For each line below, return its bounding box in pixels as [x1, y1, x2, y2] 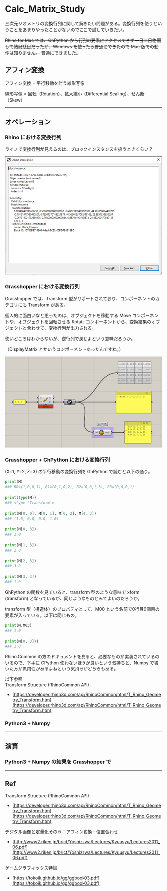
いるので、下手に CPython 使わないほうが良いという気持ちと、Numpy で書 [5, 660, 159, 666]
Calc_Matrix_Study [5, 3, 85, 15]
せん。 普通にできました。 [26, 50, 81, 56]
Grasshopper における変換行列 [5, 283, 80, 290]
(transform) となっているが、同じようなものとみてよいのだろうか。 [5, 595, 142, 601]
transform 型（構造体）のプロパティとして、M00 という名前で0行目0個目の [5, 606, 160, 612]
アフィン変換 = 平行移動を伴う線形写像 [5, 80, 84, 86]
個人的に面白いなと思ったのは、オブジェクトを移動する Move [5, 312, 131, 318]
